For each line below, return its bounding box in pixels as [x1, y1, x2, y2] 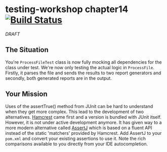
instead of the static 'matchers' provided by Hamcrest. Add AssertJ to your [5, 130, 162, 136]
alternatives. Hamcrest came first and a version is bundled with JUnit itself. [5, 114, 162, 120]
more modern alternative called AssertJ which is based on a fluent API [5, 125, 152, 131]
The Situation [5, 45, 49, 54]
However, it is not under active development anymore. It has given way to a [5, 119, 162, 125]
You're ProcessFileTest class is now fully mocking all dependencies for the [5, 59, 162, 65]
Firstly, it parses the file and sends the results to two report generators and [5, 70, 161, 76]
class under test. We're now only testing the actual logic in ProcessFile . [5, 64, 154, 70]
